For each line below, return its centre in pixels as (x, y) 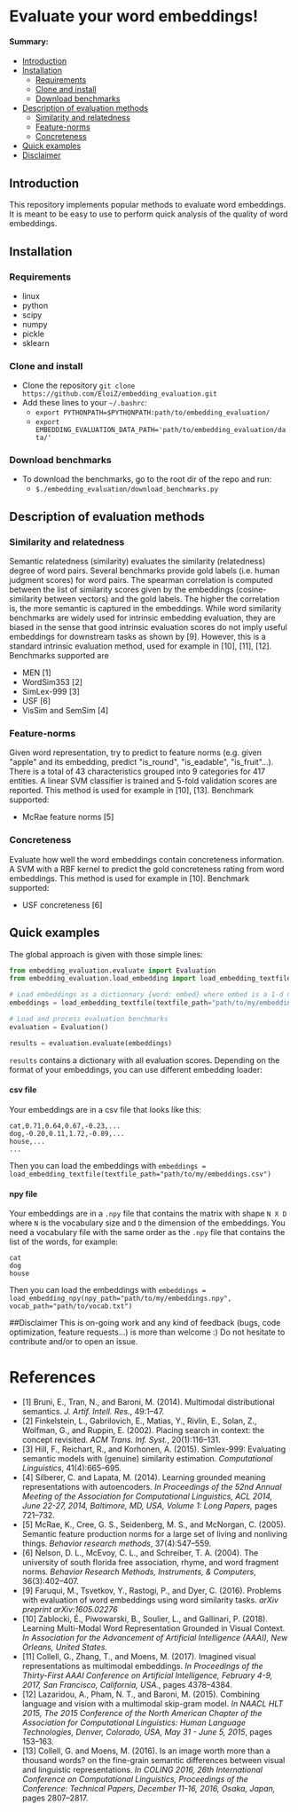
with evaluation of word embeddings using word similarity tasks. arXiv (150, 1600)
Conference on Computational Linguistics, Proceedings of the (135, 1779)
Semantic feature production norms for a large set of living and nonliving (155, 1534)
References (52, 1378)
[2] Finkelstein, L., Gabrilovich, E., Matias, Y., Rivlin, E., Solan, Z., (139, 1421)
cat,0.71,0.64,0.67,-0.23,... (65, 1126)
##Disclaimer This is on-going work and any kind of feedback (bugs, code (145, 1323)
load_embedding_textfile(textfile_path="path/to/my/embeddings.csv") (141, 1174)
